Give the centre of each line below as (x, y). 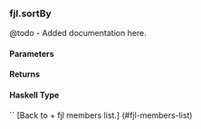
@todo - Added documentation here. (78, 33)
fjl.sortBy (30, 14)
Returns (25, 74)
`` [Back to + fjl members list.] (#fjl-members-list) (101, 115)
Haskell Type (34, 95)
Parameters (32, 53)
